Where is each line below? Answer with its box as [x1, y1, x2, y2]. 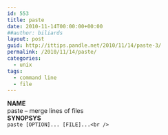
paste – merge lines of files [7, 107, 84, 115]
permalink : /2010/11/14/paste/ [7, 49, 97, 56]
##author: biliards [7, 29, 63, 37]
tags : [7, 67, 23, 74]
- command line [13, 74, 57, 81]
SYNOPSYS [7, 114, 41, 123]
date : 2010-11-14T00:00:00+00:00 [7, 23, 103, 30]
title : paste [7, 17, 45, 23]
